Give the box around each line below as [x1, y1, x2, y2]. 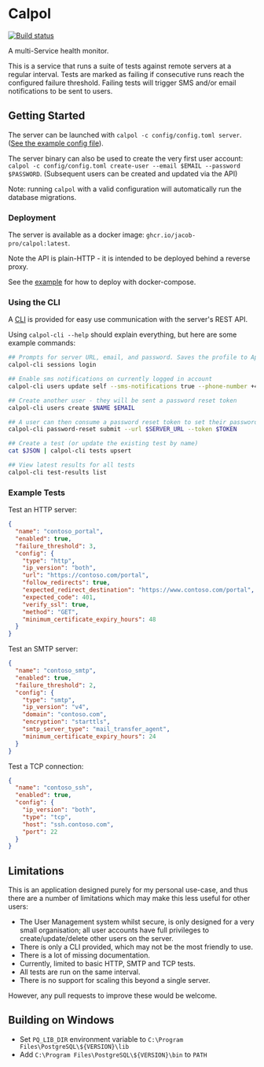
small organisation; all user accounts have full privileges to [19, 925, 210, 935]
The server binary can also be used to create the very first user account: [8, 153, 244, 163]
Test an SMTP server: [8, 644, 79, 654]
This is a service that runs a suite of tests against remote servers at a [8, 61, 232, 71]
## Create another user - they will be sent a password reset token [8, 397, 237, 404]
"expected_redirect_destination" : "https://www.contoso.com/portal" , [22, 586, 255, 594]
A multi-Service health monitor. [8, 46, 109, 55]
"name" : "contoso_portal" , [15, 528, 104, 536]
